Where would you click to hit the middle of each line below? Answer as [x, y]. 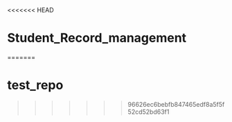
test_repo [35, 85]
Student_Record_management [97, 38]
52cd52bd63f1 [149, 112]
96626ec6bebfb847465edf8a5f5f [176, 104]
